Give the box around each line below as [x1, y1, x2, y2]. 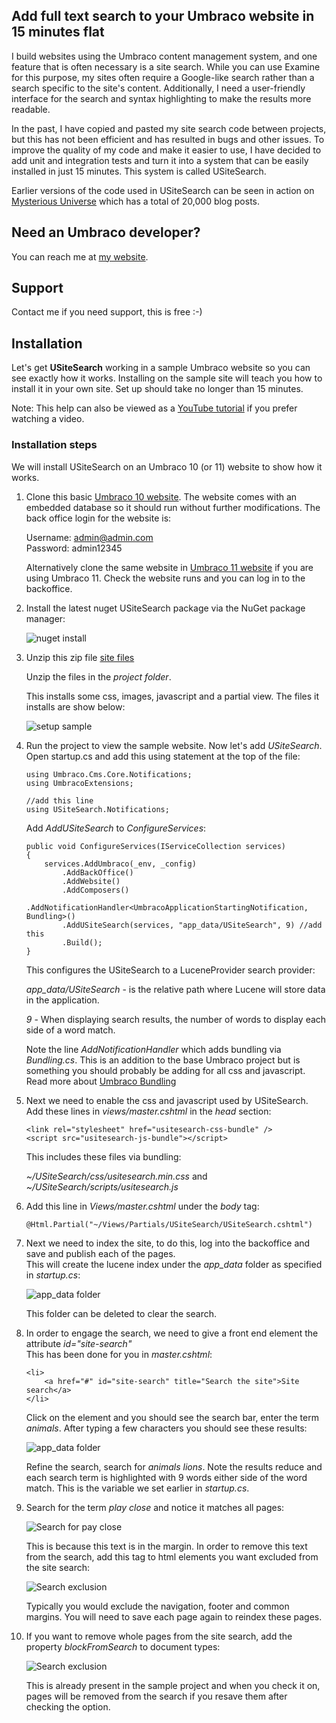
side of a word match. [25, 1024, 116, 1036]
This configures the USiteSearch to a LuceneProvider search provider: [25, 964, 316, 976]
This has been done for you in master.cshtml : [25, 1348, 213, 1360]
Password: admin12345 [25, 542, 123, 554]
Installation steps [11, 438, 98, 452]
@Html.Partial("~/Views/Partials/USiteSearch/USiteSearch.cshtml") [25, 1219, 313, 1229]
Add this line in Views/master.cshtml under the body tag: [25, 1200, 260, 1212]
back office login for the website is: [25, 512, 172, 524]
